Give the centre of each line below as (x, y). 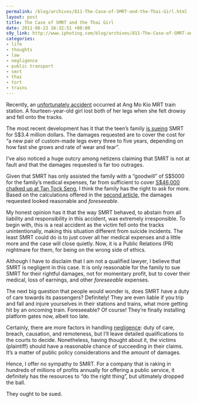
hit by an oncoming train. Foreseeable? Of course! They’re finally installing (96, 310)
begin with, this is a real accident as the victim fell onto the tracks (85, 225)
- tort (14, 83)
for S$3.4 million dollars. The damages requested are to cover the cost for (96, 134)
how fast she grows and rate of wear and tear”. (63, 147)
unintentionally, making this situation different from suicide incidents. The (95, 231)
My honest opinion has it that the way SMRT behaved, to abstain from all (94, 212)
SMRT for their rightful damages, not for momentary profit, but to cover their (98, 273)
